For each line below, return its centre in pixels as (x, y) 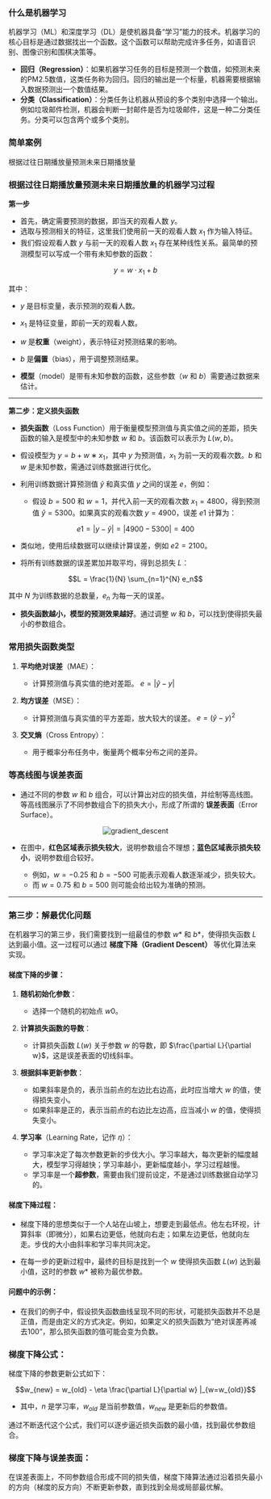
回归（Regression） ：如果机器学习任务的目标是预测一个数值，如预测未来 (140, 69)
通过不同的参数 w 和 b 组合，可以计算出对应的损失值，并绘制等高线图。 (139, 794)
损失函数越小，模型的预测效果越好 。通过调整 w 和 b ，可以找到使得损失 (138, 614)
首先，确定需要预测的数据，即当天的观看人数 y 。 (101, 220)
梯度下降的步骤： (37, 974)
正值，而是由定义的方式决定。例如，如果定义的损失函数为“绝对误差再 (135, 1321)
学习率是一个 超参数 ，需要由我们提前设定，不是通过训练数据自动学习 (145, 1175)
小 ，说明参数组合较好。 (59, 857)
